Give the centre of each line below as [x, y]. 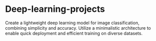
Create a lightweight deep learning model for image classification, [72, 23]
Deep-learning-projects [55, 9]
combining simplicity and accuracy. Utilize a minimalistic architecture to [78, 28]
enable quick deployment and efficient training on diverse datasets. [74, 33]
